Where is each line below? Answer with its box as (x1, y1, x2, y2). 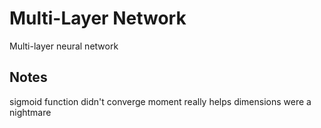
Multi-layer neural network (9, 40, 119, 52)
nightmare (9, 106, 52, 118)
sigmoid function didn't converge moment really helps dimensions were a (9, 95, 312, 107)
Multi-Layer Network (9, 7, 187, 30)
